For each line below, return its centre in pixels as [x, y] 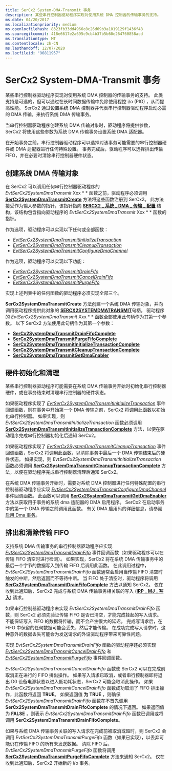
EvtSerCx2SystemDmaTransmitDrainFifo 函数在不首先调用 [67, 701]
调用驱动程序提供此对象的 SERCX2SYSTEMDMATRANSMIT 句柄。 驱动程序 [85, 311]
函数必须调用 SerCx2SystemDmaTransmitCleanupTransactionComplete [83, 466]
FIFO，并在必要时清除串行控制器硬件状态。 [51, 156]
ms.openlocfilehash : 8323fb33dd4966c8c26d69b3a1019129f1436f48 [74, 29]
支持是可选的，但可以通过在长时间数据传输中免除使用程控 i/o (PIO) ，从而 [83, 102]
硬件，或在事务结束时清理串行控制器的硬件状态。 [57, 393]
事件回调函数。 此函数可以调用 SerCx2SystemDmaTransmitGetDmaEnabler [86, 496]
